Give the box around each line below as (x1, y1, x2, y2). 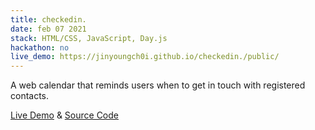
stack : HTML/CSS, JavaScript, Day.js (10, 33, 168, 43)
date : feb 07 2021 (10, 24, 87, 34)
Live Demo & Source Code (10, 109, 119, 121)
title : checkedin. (10, 14, 87, 25)
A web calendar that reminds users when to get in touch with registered (10, 79, 306, 91)
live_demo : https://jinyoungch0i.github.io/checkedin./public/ (10, 52, 280, 62)
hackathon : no (10, 42, 70, 53)
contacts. (10, 90, 50, 102)
